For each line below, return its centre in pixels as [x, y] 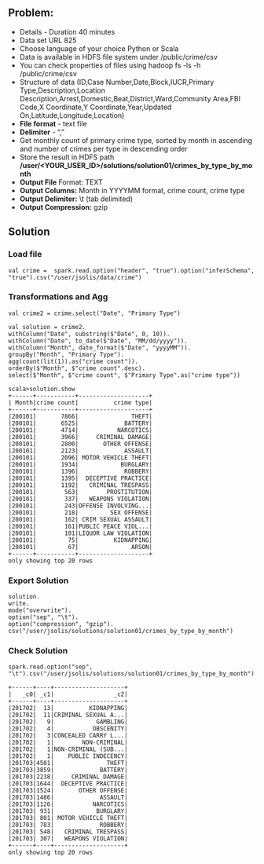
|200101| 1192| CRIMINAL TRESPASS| [81, 485]
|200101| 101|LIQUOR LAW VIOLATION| [81, 533]
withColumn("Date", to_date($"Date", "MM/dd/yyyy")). [98, 341]
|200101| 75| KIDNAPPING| [81, 540]
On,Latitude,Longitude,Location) [72, 115]
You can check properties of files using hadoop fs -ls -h [110, 65]
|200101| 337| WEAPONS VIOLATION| [81, 499]
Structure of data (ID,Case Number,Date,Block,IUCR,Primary [117, 82]
